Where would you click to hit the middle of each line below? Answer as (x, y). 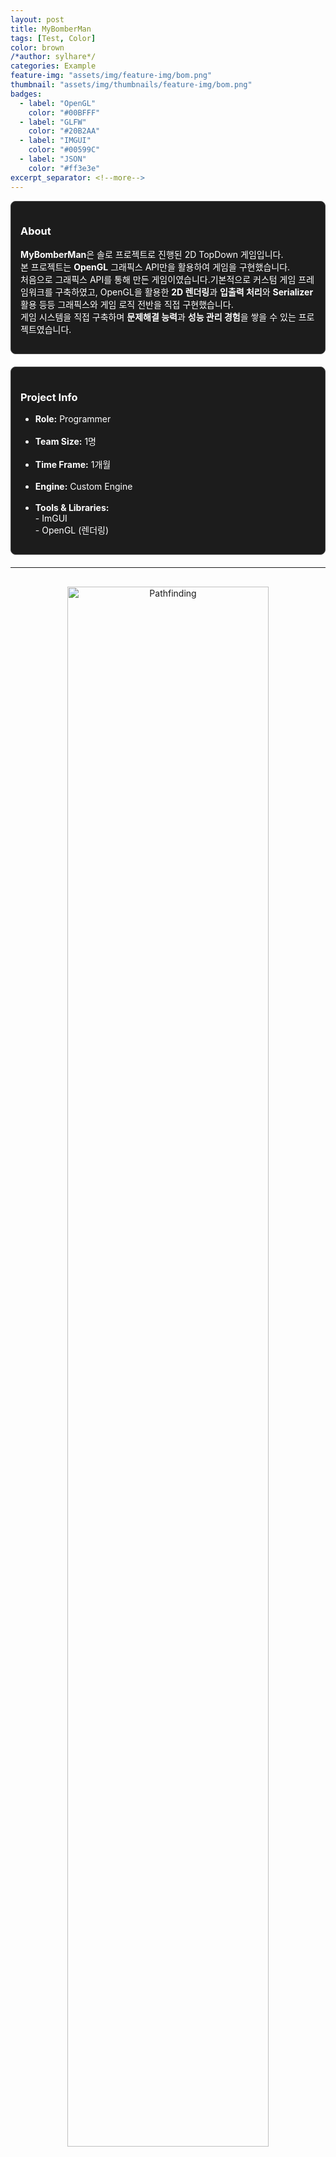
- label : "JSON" (53, 159)
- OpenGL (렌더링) (72, 530)
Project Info (49, 397)
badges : (26, 94)
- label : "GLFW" (53, 122)
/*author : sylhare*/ (53, 57)
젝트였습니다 (45, 329)
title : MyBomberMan (51, 29)
